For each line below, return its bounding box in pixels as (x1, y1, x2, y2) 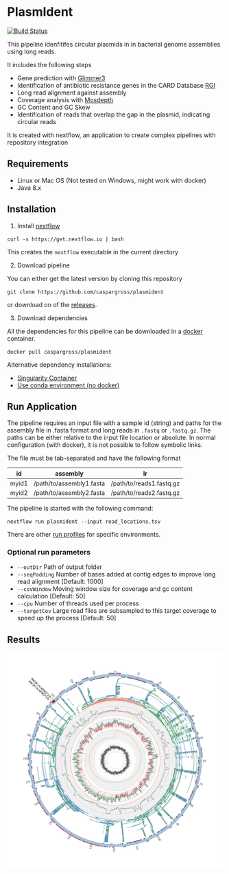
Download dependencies (16, 313, 88, 322)
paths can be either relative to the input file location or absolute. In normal (7, 433, 216, 442)
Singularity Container (16, 374, 77, 382)
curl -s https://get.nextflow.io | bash (7, 236, 125, 243)
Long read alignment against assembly (16, 88, 127, 97)
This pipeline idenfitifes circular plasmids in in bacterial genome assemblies (7, 40, 221, 48)
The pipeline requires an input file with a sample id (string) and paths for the (7, 419, 221, 427)
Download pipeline (16, 261, 70, 269)
